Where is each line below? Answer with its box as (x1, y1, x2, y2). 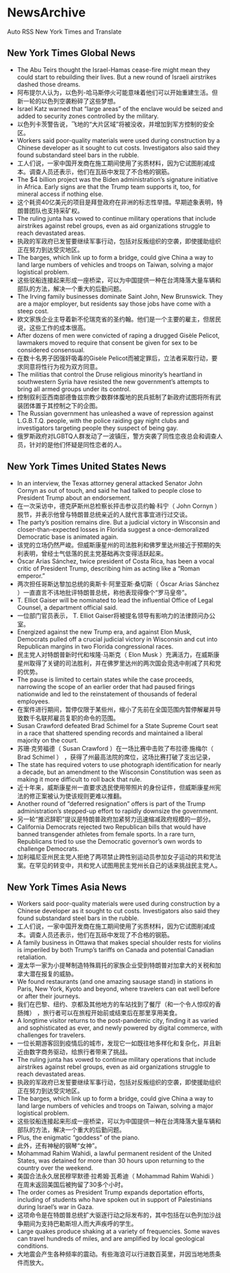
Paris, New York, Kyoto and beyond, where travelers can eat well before (16, 985, 220, 993)
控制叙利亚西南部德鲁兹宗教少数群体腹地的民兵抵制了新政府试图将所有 (16, 393, 216, 401)
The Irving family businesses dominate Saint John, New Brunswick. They (16, 292, 223, 300)
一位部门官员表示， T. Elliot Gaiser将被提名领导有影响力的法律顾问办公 (16, 611, 216, 620)
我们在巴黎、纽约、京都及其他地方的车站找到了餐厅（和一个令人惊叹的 (16, 1000, 216, 1008)
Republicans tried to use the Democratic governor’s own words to (16, 837, 203, 845)
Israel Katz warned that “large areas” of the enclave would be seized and (16, 104, 223, 112)
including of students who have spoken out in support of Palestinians (16, 1196, 212, 1204)
